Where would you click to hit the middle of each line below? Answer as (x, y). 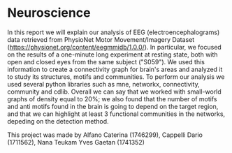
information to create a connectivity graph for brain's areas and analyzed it (115, 69)
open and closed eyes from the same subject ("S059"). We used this (106, 61)
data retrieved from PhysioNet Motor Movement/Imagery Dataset (101, 39)
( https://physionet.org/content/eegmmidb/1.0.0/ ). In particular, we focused (114, 47)
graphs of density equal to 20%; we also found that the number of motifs (112, 99)
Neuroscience (49, 13)
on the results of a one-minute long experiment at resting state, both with (113, 54)
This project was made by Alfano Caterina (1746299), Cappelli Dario (105, 135)
